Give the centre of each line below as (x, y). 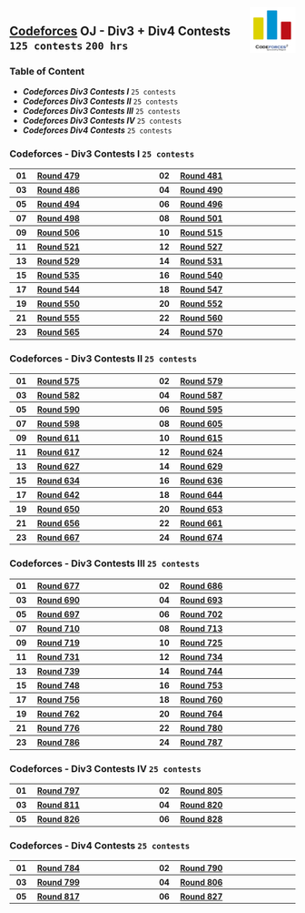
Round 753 (202, 685)
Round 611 (58, 438)
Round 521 (58, 247)
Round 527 (202, 247)
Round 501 (202, 218)
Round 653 (202, 509)
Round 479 (58, 176)
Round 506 (58, 233)
